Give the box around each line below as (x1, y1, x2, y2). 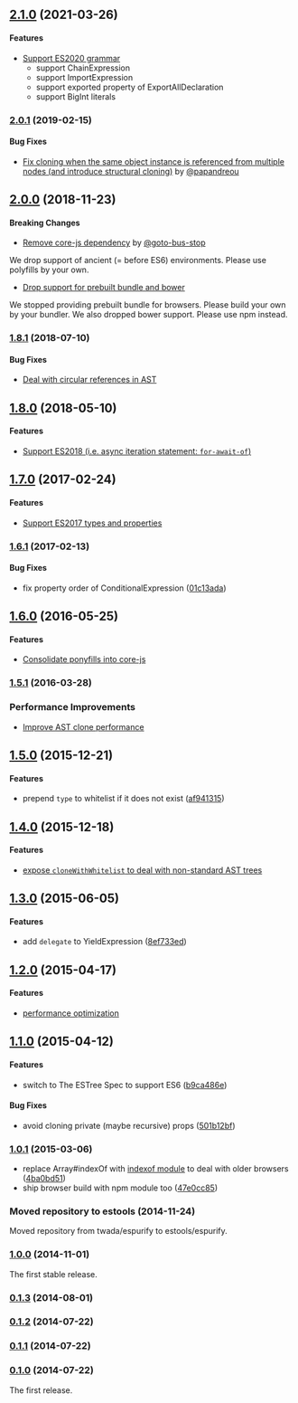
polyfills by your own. (9, 264, 89, 275)
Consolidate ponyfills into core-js (22, 654, 146, 665)
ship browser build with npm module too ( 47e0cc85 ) (22, 1182, 219, 1193)
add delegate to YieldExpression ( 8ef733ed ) (22, 936, 187, 947)
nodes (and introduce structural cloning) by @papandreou (22, 166, 239, 176)
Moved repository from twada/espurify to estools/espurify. (9, 1226, 228, 1237)
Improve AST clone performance (22, 721, 144, 732)
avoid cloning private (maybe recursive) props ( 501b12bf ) (22, 1120, 237, 1131)
